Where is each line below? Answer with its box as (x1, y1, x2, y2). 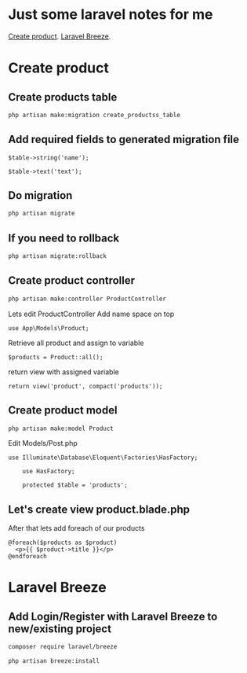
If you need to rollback (8, 231, 120, 245)
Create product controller (8, 274, 136, 288)
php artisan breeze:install (8, 657, 100, 665)
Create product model (8, 403, 118, 417)
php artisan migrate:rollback (8, 252, 107, 260)
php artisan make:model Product (8, 425, 114, 432)
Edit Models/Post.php (8, 439, 78, 448)
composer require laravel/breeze (8, 643, 118, 651)
